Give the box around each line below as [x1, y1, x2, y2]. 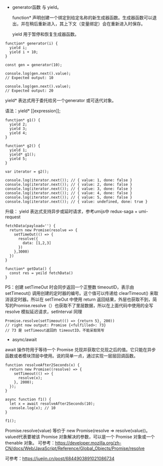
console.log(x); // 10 [9, 406, 56, 411]
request [5, 214, 21, 220]
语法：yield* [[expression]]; [5, 108, 61, 114]
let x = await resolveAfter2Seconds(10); [9, 401, 95, 406]
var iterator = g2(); [5, 169, 49, 174]
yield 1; [9, 148, 27, 153]
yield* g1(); [9, 152, 36, 157]
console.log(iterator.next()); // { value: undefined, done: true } [5, 199, 148, 204]
